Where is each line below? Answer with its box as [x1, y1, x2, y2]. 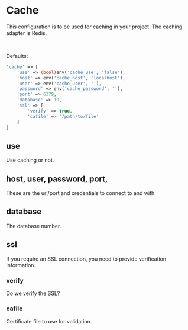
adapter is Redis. [6, 29, 47, 36]
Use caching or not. [6, 156, 54, 164]
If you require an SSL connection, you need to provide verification [6, 255, 167, 262]
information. [6, 261, 36, 268]
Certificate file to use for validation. [6, 318, 92, 325]
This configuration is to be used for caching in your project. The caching [6, 23, 183, 30]
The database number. [6, 222, 61, 229]
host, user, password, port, [6, 174, 108, 184]
